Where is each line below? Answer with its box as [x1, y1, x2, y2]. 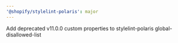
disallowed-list [6, 31, 42, 38]
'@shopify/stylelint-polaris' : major [6, 8, 99, 15]
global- [155, 25, 173, 32]
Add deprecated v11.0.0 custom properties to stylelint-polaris [6, 25, 154, 32]
